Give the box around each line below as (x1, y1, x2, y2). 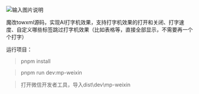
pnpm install (20, 58, 51, 65)
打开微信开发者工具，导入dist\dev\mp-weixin (20, 81, 131, 88)
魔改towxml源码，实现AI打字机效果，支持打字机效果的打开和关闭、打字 (6, 19, 179, 26)
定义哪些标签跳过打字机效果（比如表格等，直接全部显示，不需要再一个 (21, 26, 193, 33)
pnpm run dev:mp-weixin (20, 69, 82, 76)
